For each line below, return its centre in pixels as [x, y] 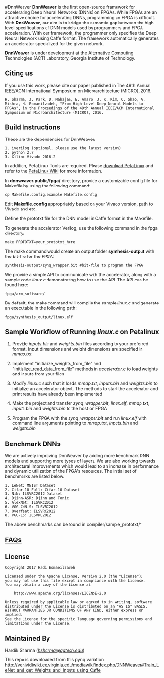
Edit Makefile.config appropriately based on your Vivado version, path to [79, 204]
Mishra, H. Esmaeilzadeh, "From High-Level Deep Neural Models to [74, 104]
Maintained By [28, 638]
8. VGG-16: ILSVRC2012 [28, 515]
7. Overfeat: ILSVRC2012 [30, 511]
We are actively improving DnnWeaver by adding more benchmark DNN [77, 456]
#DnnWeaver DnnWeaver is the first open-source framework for [70, 7]
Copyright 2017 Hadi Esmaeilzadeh [40, 568]
